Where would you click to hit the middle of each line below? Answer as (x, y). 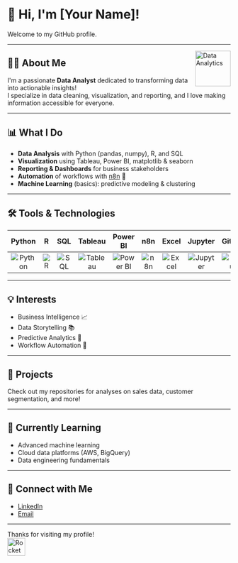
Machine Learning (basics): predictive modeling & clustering (106, 183)
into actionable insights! (42, 87)
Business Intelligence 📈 (53, 317)
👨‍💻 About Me (37, 63)
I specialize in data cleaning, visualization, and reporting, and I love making (117, 95)
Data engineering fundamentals (63, 460)
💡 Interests (32, 299)
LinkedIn (30, 506)
